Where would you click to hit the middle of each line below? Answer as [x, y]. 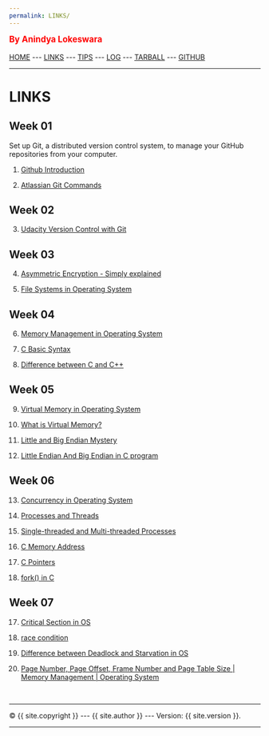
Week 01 [31, 126]
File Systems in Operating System [76, 290]
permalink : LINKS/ [40, 16]
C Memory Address [53, 546]
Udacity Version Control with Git [73, 230]
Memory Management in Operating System [91, 334]
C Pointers [38, 562]
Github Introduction [52, 170]
